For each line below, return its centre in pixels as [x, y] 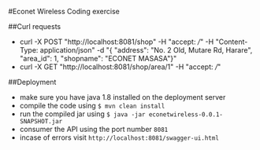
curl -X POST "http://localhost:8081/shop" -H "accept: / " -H [117, 42]
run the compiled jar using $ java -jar [82, 114]
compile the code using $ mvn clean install [92, 106]
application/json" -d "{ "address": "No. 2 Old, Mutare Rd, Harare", [146, 50]
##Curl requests [35, 26]
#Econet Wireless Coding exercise [64, 11]
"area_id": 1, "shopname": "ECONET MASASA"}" [98, 59]
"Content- [232, 42]
